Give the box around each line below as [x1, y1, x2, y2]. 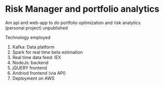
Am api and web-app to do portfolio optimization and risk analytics [5, 20, 141, 26]
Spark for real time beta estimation [12, 49, 83, 55]
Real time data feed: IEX [12, 54, 61, 60]
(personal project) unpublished [5, 25, 68, 30]
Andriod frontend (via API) [12, 70, 66, 76]
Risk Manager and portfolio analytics [5, 3, 160, 15]
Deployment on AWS [12, 75, 55, 81]
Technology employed [5, 34, 51, 40]
